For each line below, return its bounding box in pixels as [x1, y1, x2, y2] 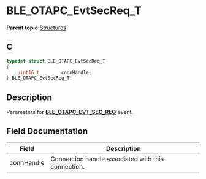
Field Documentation [6, 126, 88, 137]
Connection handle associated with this [50, 154, 164, 163]
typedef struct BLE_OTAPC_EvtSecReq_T [6, 58, 105, 64]
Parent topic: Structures [6, 24, 66, 31]
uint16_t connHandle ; [17, 69, 92, 75]
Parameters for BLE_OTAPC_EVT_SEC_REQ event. [6, 109, 134, 116]
